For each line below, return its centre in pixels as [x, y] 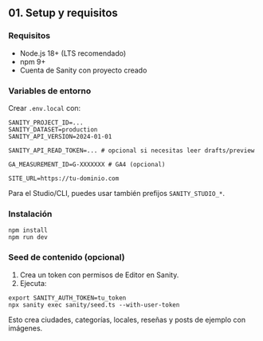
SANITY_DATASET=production [53, 129]
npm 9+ [33, 61]
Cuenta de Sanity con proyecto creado [83, 70]
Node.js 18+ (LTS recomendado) [73, 53]
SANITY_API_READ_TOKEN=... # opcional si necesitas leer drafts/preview [131, 151]
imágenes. [26, 328]
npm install [28, 230]
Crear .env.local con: [45, 108]
